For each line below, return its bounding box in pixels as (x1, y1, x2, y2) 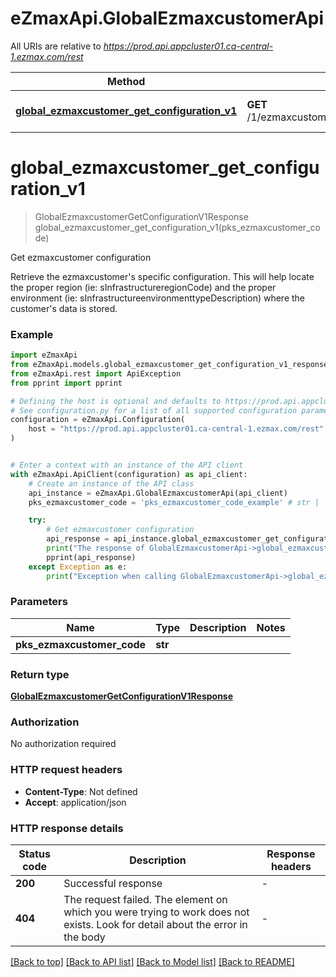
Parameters (10, 595, 68, 609)
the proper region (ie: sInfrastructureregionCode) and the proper (10, 281, 277, 293)
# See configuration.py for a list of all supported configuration (10, 405, 298, 416)
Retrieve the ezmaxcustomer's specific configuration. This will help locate (10, 270, 315, 282)
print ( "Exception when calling (46, 571, 177, 581)
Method (107, 74, 146, 88)
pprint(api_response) (46, 552, 137, 562)
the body (63, 930, 106, 944)
